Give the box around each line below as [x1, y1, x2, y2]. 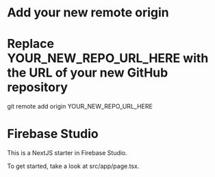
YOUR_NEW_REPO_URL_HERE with [7, 51, 209, 66]
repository [7, 80, 68, 95]
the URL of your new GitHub [7, 65, 168, 81]
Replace [7, 36, 55, 52]
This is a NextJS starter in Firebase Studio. [7, 149, 128, 157]
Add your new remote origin [7, 5, 169, 21]
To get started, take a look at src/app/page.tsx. [7, 162, 140, 170]
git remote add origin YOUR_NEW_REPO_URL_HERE [7, 103, 153, 111]
